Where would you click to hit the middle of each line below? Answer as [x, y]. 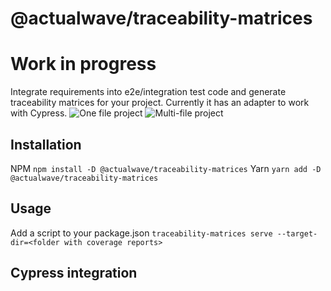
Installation [46, 144]
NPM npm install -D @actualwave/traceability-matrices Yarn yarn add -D [166, 168]
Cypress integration [74, 273]
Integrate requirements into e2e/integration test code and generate [148, 92]
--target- [297, 233]
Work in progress [83, 64]
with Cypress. [39, 113]
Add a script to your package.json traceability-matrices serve [141, 233]
